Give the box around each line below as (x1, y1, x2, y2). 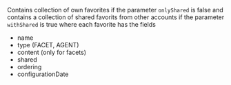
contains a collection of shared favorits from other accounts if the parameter (7, 13, 225, 21)
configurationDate (17, 70, 69, 78)
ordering (17, 63, 42, 71)
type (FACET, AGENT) (17, 41, 79, 49)
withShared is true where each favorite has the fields (7, 21, 157, 28)
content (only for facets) (17, 48, 87, 56)
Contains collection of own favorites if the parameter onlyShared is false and (7, 6, 224, 14)
